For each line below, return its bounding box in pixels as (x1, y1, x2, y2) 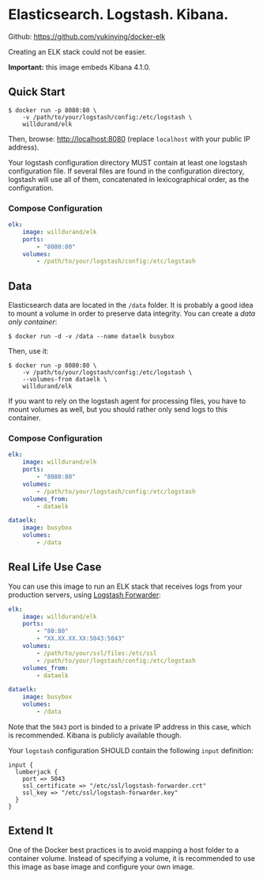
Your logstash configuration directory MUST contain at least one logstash (8, 157, 247, 167)
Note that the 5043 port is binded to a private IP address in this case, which (8, 722, 251, 731)
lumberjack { (15, 767, 58, 776)
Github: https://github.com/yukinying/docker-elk (8, 32, 166, 41)
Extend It (8, 824, 54, 838)
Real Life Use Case (8, 560, 102, 574)
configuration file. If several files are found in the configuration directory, (8, 166, 245, 176)
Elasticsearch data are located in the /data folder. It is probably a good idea (8, 301, 254, 310)
